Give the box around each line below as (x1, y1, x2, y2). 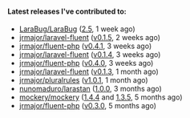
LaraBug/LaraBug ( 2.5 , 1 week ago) (18, 24, 135, 34)
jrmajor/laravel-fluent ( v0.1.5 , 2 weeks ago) (18, 33, 161, 43)
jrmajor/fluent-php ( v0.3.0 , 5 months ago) (18, 101, 157, 111)
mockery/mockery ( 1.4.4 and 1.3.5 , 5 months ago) (18, 92, 183, 102)
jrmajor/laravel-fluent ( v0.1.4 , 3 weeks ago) (18, 50, 161, 59)
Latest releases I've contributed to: (7, 6, 127, 16)
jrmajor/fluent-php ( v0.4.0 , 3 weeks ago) (18, 59, 154, 68)
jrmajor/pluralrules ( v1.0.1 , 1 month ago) (18, 75, 149, 85)
